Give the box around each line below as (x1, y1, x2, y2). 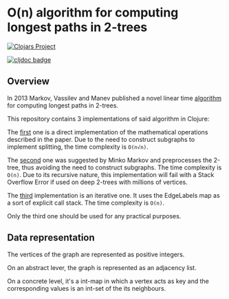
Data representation (7, 232, 95, 244)
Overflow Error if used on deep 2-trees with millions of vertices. (7, 178, 188, 186)
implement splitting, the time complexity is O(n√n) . (7, 143, 149, 151)
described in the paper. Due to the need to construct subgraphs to (7, 135, 195, 143)
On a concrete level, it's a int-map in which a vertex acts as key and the (7, 277, 210, 285)
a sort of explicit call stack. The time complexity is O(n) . (7, 198, 165, 207)
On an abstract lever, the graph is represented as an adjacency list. (7, 263, 197, 271)
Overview (7, 76, 50, 87)
